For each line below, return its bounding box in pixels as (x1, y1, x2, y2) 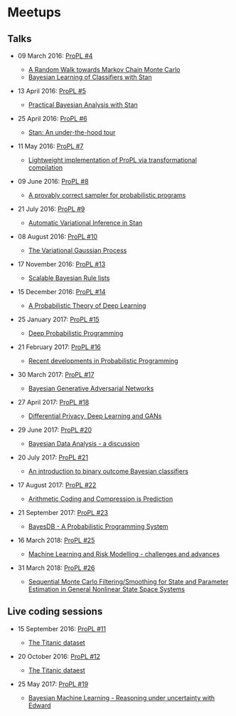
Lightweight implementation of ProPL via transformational (28, 156, 198, 164)
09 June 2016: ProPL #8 (17, 177, 89, 185)
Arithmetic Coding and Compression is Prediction (28, 494, 173, 503)
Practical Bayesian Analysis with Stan (28, 100, 139, 109)
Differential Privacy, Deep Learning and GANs (28, 412, 162, 420)
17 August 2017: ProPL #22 (17, 481, 97, 489)
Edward (28, 701, 51, 710)
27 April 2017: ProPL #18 (17, 398, 90, 406)
